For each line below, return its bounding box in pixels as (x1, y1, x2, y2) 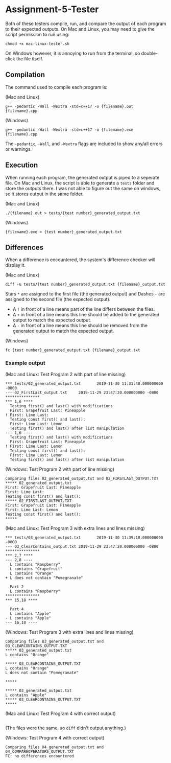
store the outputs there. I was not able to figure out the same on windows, (5, 185, 161, 191)
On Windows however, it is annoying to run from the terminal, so (5, 50, 140, 56)
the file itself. (16, 55, 43, 62)
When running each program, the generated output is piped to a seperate (5, 174, 160, 180)
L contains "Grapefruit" (10, 566, 63, 571)
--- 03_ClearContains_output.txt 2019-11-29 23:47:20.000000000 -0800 (5, 544, 159, 549)
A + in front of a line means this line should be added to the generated (12, 312, 160, 318)
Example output (5, 359, 45, 366)
